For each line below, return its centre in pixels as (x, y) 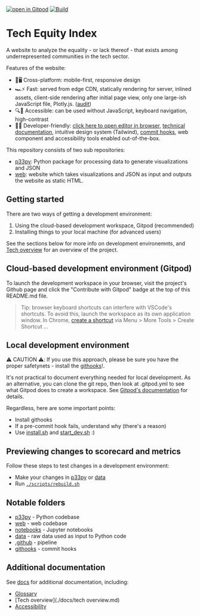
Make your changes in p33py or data (60, 477)
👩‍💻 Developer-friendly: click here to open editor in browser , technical (100, 125)
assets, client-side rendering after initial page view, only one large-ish (101, 97)
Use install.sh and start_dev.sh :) (55, 433)
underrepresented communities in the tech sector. (68, 56)
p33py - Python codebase (47, 517)
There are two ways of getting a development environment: (79, 214)
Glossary (26, 593)
